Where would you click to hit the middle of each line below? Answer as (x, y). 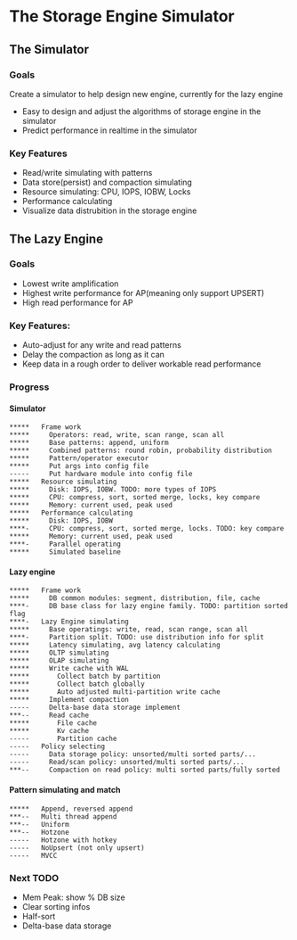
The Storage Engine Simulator (122, 16)
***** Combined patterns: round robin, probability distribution (141, 451)
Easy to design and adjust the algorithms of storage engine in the (141, 111)
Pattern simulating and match (65, 790)
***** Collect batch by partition (85, 676)
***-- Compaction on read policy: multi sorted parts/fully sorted (144, 770)
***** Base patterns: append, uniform (89, 443)
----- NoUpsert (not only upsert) (77, 848)
